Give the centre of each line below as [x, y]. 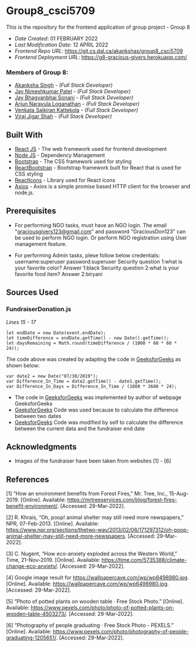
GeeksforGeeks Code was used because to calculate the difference [96, 410]
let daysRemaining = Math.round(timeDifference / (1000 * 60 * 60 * [92, 343]
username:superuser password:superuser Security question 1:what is [99, 261]
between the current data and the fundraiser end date [80, 428]
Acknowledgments [42, 447]
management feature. [41, 244]
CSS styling [28, 174]
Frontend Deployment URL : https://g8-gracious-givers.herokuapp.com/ [101, 57]
